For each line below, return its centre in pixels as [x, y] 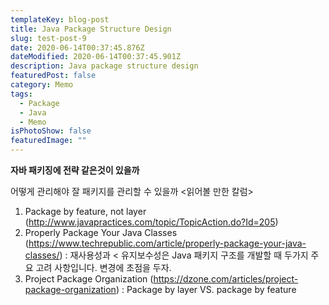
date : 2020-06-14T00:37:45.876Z [77, 47]
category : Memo [42, 85]
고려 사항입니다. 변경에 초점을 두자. [103, 267]
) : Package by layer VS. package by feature [206, 289]
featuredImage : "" [48, 141]
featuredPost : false [53, 76]
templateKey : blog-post [60, 19]
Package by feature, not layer [85, 211]
